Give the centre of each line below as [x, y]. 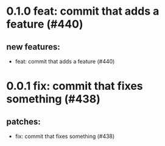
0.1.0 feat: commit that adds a [83, 11]
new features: [33, 47]
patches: [23, 121]
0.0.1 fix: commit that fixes [75, 86]
